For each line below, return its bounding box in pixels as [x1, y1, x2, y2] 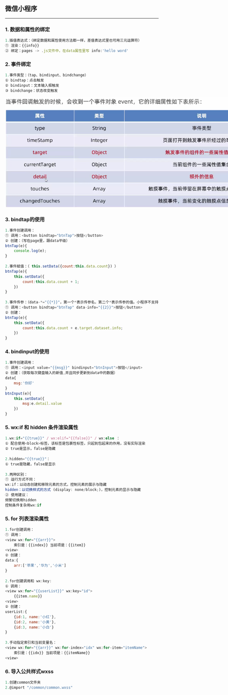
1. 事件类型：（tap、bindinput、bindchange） [5, 73, 89, 78]
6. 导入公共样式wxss [5, 668, 54, 675]
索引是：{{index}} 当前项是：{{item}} [14, 543, 86, 547]
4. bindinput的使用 [5, 348, 50, 355]
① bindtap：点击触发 [5, 77, 44, 83]
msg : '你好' [14, 380, 35, 386]
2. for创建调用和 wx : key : [5, 579, 52, 583]
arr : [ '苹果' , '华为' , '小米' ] [14, 563, 67, 568]
